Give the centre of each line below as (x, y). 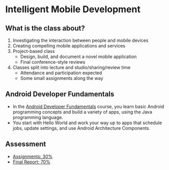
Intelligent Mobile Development (73, 9)
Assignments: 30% (33, 156)
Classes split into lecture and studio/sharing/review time (72, 67)
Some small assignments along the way (62, 78)
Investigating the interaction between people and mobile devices (80, 40)
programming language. (38, 117)
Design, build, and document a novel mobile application (78, 56)
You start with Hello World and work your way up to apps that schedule (87, 123)
